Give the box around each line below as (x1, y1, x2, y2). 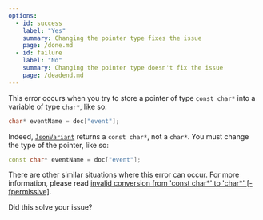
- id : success (15, 19, 62, 27)
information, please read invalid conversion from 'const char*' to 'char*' (8, 178, 245, 188)
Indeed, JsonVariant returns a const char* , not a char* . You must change (8, 131, 249, 141)
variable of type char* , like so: (8, 102, 108, 111)
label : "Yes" (22, 26, 66, 34)
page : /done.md (22, 42, 74, 50)
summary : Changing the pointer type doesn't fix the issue (22, 64, 224, 72)
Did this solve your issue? (8, 202, 93, 212)
